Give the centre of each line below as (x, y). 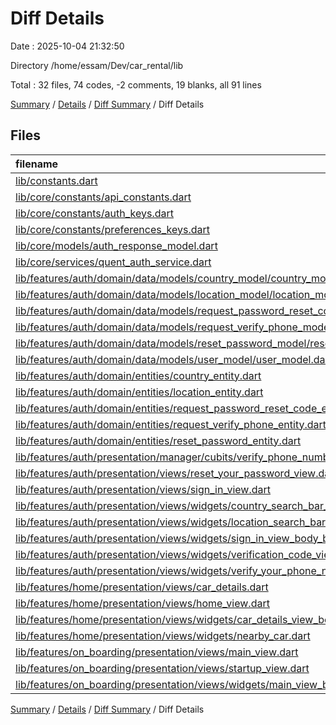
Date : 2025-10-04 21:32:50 (67, 46)
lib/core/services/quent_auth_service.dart (113, 262)
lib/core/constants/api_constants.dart (103, 197)
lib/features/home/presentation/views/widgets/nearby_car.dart (163, 635)
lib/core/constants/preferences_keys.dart (112, 229)
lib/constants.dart (56, 180)
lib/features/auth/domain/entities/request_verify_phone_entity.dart (171, 424)
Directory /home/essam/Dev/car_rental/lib (97, 65)
